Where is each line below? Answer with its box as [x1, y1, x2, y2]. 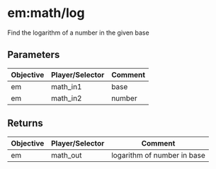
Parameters [7, 49, 60, 61]
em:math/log [7, 5, 85, 21]
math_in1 [50, 81, 82, 91]
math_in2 [50, 93, 82, 103]
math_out [50, 150, 83, 160]
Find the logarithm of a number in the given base [7, 28, 150, 37]
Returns [7, 117, 44, 129]
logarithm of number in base [110, 150, 205, 160]
